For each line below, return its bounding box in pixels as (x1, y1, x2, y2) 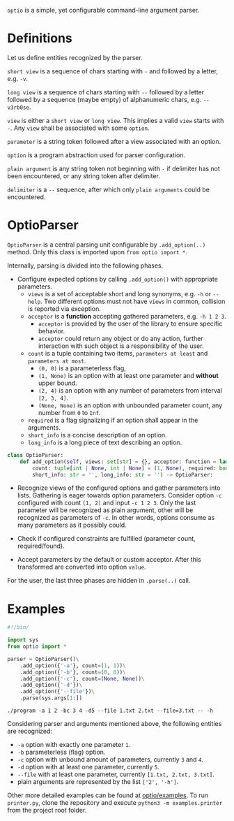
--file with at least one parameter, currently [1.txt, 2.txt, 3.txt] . (17, 770, 214, 778)
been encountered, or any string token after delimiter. (7, 171, 160, 180)
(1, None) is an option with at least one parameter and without (38, 371, 219, 379)
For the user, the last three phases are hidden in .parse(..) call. (7, 576, 191, 585)
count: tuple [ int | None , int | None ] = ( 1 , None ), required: (32, 465, 217, 472)
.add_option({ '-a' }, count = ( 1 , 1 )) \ (19, 662, 127, 669)
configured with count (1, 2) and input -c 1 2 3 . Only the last (17, 499, 196, 507)
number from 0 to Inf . (38, 408, 101, 416)
